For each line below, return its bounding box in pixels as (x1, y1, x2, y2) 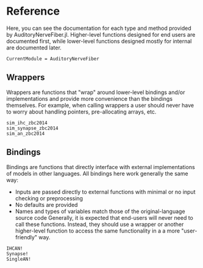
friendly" (15, 233, 38, 241)
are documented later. (6, 44, 62, 51)
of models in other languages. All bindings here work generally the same (6, 170, 188, 177)
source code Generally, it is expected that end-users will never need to (15, 214, 194, 221)
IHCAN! (6, 245, 23, 252)
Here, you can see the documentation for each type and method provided (6, 24, 192, 32)
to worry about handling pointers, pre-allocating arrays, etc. (6, 108, 157, 115)
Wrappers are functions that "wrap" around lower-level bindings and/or (6, 89, 185, 96)
